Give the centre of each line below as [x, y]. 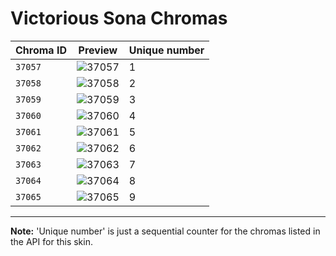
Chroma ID [41, 50]
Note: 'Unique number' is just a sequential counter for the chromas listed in [165, 231]
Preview [98, 50]
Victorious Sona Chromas [119, 18]
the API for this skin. [51, 241]
